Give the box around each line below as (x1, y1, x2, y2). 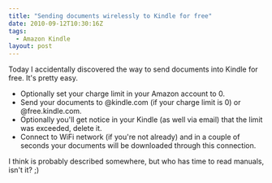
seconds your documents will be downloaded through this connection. (19, 141, 257, 150)
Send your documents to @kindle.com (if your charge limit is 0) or (19, 98, 241, 107)
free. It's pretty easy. (8, 73, 79, 83)
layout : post (8, 42, 53, 50)
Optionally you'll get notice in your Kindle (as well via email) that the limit (19, 115, 263, 124)
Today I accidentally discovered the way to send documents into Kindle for (8, 64, 258, 74)
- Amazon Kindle (15, 34, 71, 43)
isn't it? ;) (8, 165, 40, 175)
